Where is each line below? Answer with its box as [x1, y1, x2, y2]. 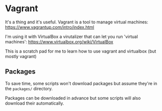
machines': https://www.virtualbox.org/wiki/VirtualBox [5, 38, 113, 44]
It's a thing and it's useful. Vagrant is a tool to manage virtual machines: [5, 19, 148, 25]
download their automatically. [5, 100, 64, 106]
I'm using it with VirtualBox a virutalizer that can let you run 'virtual [5, 34, 138, 39]
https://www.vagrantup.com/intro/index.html [5, 24, 94, 30]
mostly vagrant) [5, 53, 37, 59]
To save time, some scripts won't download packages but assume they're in [5, 80, 157, 86]
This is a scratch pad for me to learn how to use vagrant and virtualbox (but [5, 48, 157, 54]
